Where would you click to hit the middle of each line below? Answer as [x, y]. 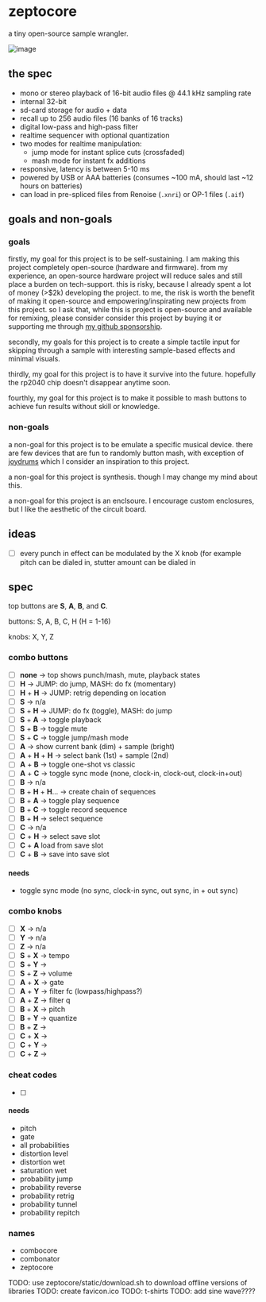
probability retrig [47, 1196]
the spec [31, 74]
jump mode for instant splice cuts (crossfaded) [108, 152]
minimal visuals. [35, 359]
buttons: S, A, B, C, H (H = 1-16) [60, 621]
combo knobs [35, 911]
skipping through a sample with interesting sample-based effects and [122, 350]
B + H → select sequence [61, 818]
